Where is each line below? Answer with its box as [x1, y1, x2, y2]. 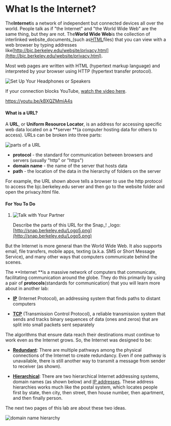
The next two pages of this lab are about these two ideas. [5, 405, 127, 411]
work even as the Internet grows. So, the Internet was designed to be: [5, 337, 152, 343]
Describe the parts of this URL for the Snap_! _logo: [12, 222, 121, 228]
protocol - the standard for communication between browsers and [12, 152, 153, 158]
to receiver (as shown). [12, 363, 62, 370]
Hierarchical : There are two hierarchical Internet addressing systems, [12, 373, 160, 379]
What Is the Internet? [5, 3, 96, 15]
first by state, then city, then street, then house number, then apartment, [12, 390, 165, 396]
